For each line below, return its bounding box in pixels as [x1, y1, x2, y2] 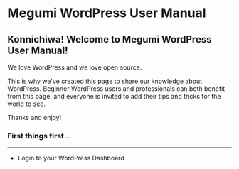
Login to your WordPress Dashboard [17, 154, 124, 163]
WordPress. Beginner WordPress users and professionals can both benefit [7, 84, 225, 93]
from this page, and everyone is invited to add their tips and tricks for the [7, 92, 221, 100]
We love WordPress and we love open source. [7, 63, 142, 72]
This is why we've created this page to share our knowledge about [7, 77, 203, 85]
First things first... [7, 131, 72, 141]
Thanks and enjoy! [7, 114, 62, 121]
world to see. [7, 99, 46, 108]
